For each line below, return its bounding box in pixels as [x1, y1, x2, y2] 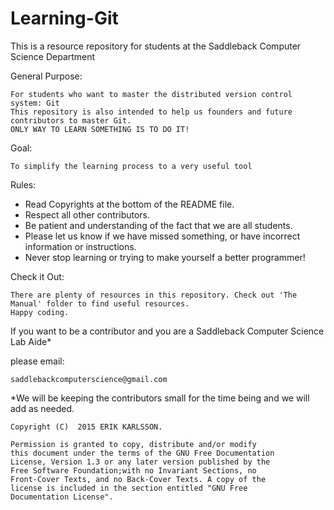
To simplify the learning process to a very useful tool [10, 161, 253, 171]
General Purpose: [10, 70, 83, 82]
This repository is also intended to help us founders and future [10, 107, 293, 117]
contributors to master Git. [10, 115, 132, 126]
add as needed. [10, 402, 75, 414]
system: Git [10, 98, 60, 108]
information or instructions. [24, 240, 137, 252]
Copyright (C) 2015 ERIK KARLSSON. [10, 422, 163, 432]
